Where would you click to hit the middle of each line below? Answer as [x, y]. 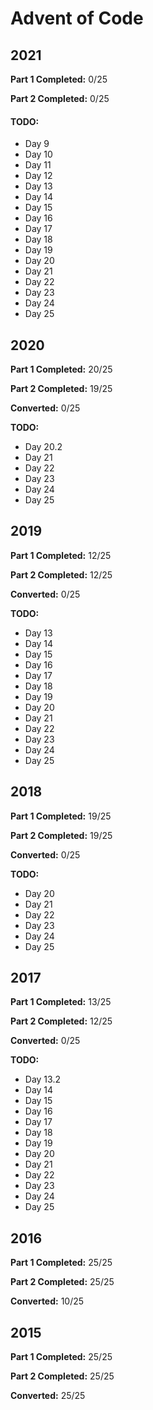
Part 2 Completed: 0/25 [60, 98]
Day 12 [38, 176]
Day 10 [38, 154]
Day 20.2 [43, 447]
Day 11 [38, 165]
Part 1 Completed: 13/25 [61, 1002]
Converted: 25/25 [48, 1396]
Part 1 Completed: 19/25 [61, 816]
